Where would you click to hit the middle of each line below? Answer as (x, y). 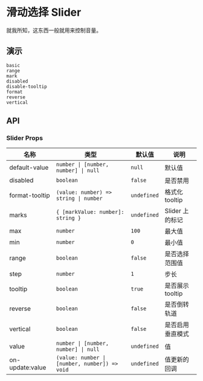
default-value (29, 168)
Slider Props (25, 138)
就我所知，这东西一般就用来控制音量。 (54, 30)
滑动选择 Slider (44, 12)
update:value (28, 368)
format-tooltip (30, 196)
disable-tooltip (27, 86)
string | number (79, 199)
